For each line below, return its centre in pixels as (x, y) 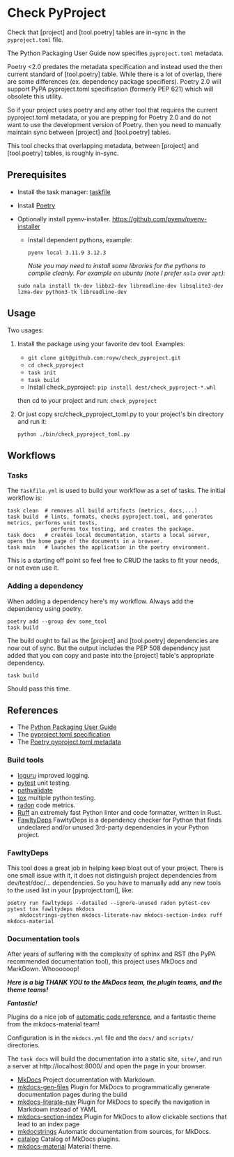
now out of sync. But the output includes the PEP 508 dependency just (109, 648)
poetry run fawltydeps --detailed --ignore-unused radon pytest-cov (109, 903)
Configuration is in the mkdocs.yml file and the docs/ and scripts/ (101, 1038)
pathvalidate (35, 790)
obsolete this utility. (35, 96)
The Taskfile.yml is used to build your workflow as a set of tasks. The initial (116, 491)
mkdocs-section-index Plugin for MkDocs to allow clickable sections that (122, 1117)
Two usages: (25, 330)
